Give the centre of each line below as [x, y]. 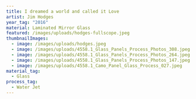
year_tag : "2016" [27, 22]
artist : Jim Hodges [30, 17]
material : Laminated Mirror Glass [48, 28]
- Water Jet [26, 87]
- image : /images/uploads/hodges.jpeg [59, 44]
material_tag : [23, 71]
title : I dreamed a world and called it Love [62, 11]
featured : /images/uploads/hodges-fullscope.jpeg [68, 33]
